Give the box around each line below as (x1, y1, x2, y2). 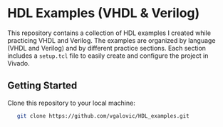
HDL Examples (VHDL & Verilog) (7, 5, 200, 21)
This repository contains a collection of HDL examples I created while (7, 29, 212, 37)
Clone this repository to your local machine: (7, 98, 135, 107)
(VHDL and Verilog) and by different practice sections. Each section (7, 44, 207, 52)
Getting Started (7, 80, 78, 92)
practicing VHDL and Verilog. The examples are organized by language (7, 36, 216, 44)
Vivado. (7, 59, 30, 67)
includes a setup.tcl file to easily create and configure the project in (7, 51, 209, 60)
